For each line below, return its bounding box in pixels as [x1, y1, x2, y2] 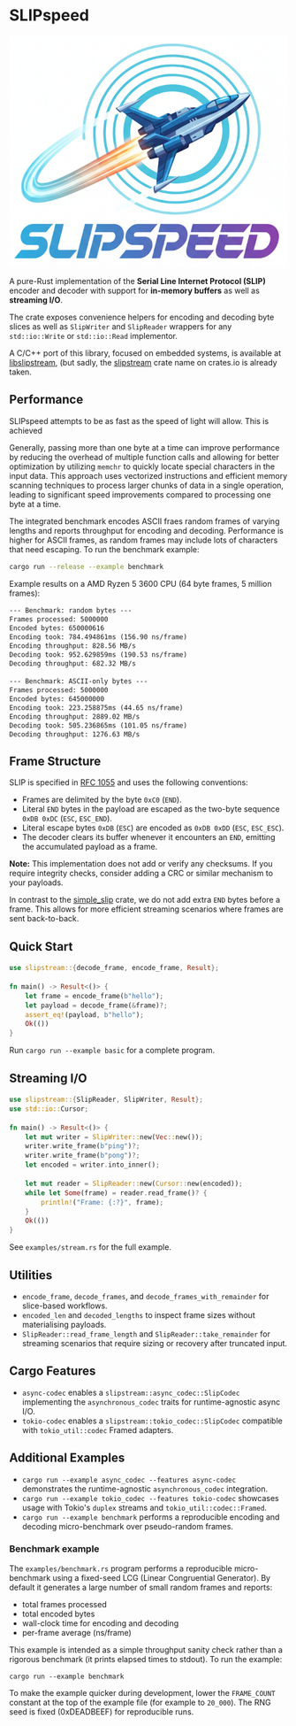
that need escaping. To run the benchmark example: [9, 543, 200, 554]
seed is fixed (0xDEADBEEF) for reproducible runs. [9, 1706, 194, 1717]
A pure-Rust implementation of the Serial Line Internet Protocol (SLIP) [9, 275, 267, 286]
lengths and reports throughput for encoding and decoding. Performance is [9, 525, 285, 536]
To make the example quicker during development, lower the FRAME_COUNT [9, 1687, 276, 1698]
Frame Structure [9, 753, 102, 768]
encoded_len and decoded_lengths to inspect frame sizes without [21, 1309, 255, 1320]
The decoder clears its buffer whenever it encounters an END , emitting [21, 832, 276, 843]
